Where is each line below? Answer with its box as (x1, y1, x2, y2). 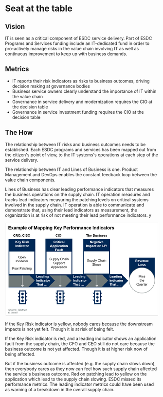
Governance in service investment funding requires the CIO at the (12, 109, 144, 115)
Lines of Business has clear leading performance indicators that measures (5, 186, 154, 192)
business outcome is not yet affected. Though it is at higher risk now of (5, 346, 148, 352)
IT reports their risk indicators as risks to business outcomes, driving (12, 78, 150, 84)
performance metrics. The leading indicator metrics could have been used (5, 381, 154, 387)
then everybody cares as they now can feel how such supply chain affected (5, 366, 157, 372)
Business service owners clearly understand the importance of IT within (12, 88, 157, 94)
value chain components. (5, 177, 56, 183)
